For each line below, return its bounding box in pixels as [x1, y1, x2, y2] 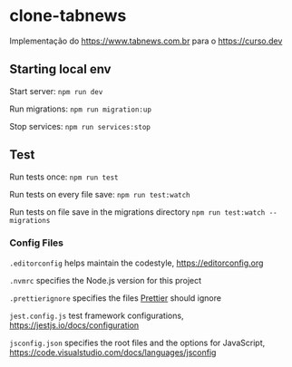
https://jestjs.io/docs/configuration [9, 319, 140, 331]
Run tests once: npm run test [9, 171, 119, 182]
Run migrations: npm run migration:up [9, 103, 152, 114]
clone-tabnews [9, 5, 127, 26]
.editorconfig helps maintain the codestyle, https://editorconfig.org [9, 257, 264, 268]
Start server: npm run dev [9, 85, 103, 96]
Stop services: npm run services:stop [9, 121, 151, 131]
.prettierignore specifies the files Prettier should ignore [9, 292, 222, 304]
